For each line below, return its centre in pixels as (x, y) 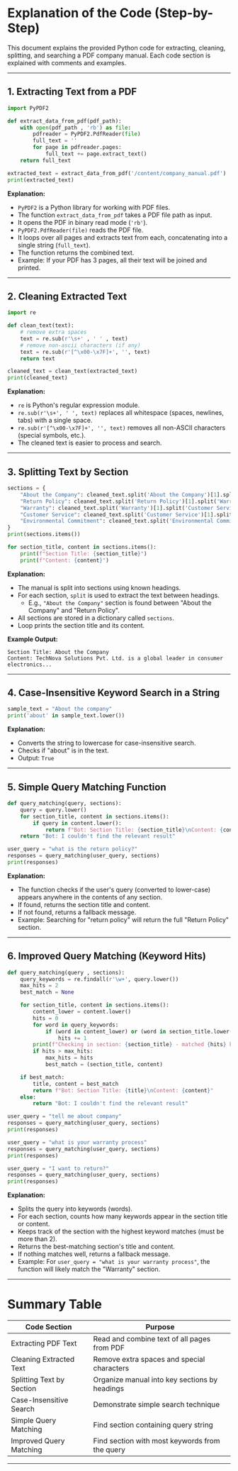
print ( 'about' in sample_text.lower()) (66, 716)
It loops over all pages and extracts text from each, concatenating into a (123, 237)
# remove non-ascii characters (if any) (80, 345)
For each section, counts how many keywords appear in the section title (123, 1216)
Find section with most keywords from (157, 1441)
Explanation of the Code (80, 13)
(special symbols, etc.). (52, 435)
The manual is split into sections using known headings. (99, 587)
